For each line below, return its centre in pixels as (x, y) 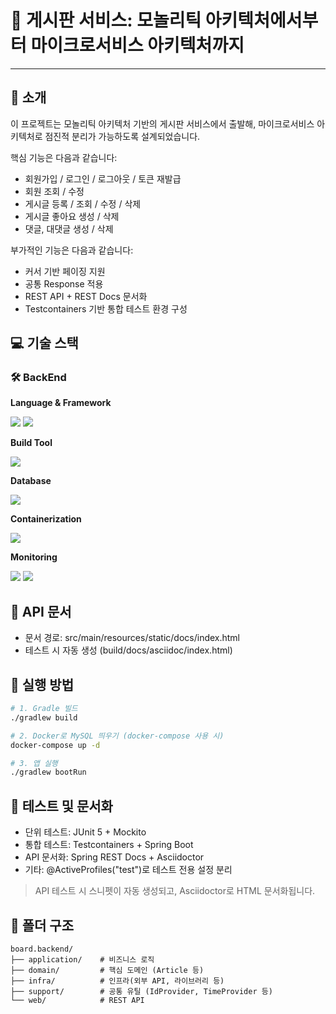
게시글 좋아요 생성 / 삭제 (72, 216)
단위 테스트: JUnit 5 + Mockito (85, 832)
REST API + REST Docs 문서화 (86, 296)
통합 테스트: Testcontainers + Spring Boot (109, 845)
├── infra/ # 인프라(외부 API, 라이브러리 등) (117, 981)
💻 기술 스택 (44, 343)
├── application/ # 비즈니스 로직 (82, 959)
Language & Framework (61, 403)
